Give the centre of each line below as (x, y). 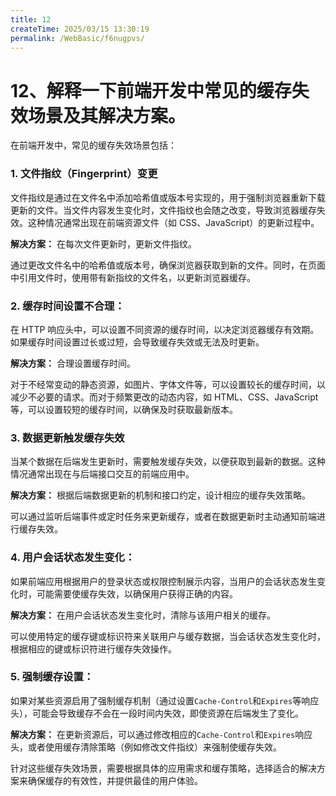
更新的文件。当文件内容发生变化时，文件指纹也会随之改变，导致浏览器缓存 (163, 210)
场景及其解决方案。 (107, 115)
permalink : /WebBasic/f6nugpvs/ (77, 38)
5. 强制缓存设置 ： (52, 677)
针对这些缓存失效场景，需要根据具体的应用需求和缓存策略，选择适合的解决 (163, 768)
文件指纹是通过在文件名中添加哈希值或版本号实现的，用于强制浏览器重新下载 (168, 197)
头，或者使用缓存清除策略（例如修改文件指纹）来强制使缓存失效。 (146, 747)
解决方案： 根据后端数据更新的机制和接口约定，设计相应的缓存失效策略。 (160, 495)
